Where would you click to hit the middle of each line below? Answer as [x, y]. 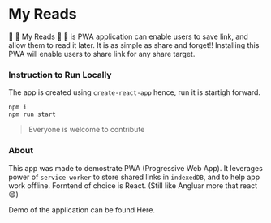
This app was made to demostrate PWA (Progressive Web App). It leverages [136, 168]
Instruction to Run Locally [60, 75]
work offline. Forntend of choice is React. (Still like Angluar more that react [133, 185]
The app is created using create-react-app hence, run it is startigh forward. [135, 92]
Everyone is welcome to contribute [86, 130]
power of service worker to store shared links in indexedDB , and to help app [134, 177]
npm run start [32, 114]
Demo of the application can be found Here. [82, 210]
